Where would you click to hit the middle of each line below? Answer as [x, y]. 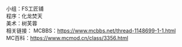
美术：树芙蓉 [22, 23]
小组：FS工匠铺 [25, 9]
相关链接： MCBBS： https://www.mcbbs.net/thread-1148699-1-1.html [91, 31]
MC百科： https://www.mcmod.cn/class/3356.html [67, 38]
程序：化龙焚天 [24, 16]
